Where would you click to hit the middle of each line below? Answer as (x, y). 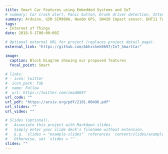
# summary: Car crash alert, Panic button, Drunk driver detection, (78, 14)
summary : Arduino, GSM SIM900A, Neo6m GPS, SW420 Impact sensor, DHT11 (81, 19)
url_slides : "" (21, 106)
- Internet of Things (28, 28)
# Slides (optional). (28, 120)
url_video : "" (20, 111)
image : (12, 55)
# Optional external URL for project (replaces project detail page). (80, 42)
